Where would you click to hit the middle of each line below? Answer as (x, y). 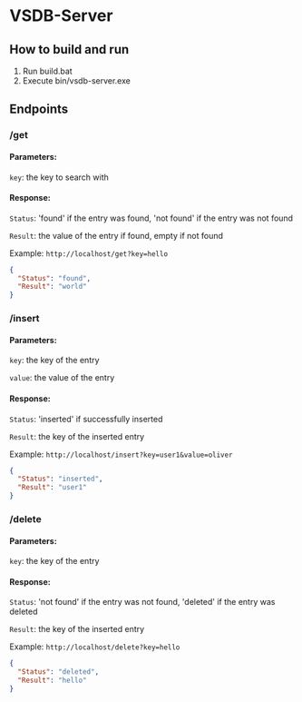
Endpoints (39, 109)
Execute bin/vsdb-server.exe (77, 81)
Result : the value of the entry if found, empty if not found (117, 235)
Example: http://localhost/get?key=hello (89, 253)
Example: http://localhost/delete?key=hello (95, 647)
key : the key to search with (59, 177)
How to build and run (69, 49)
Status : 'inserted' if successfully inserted (86, 419)
